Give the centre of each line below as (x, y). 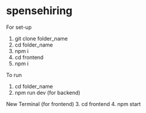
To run (14, 75)
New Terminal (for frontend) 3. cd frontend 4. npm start (74, 104)
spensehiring (39, 11)
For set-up (19, 27)
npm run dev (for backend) (48, 92)
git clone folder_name (41, 38)
